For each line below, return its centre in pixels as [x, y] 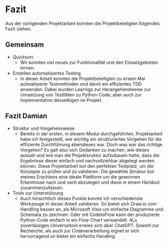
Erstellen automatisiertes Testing [47, 73]
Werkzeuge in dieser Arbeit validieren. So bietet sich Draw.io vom [88, 203]
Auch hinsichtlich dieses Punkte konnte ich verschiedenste [81, 198]
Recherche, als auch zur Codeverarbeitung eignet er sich [80, 231]
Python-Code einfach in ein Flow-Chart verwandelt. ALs [79, 220]
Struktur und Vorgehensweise [44, 128]
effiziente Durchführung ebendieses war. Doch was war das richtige [91, 144]
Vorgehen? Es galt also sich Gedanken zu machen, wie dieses [85, 150]
